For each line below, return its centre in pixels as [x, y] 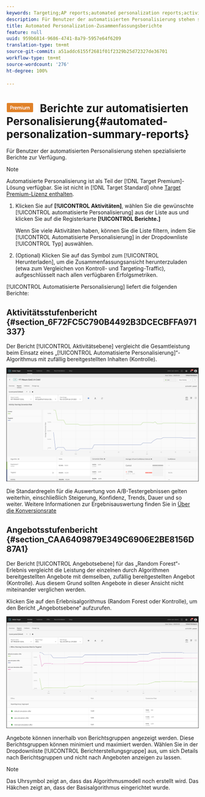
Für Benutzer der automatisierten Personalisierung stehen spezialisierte [96, 151]
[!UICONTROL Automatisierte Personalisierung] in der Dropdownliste [101, 237]
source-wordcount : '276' [38, 64]
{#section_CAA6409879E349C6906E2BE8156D [100, 539]
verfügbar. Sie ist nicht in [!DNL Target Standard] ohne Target [104, 188]
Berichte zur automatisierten [114, 108]
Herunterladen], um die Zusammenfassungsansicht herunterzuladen [101, 262]
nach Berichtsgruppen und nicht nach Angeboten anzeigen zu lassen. [94, 757]
